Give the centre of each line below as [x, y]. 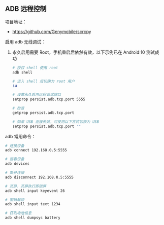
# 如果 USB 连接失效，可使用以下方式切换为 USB [56, 122]
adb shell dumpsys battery [33, 218]
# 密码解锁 [15, 200]
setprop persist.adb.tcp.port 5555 [49, 99]
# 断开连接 [15, 173]
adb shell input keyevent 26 [35, 191]
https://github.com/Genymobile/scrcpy [52, 32]
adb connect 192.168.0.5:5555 [36, 150]
